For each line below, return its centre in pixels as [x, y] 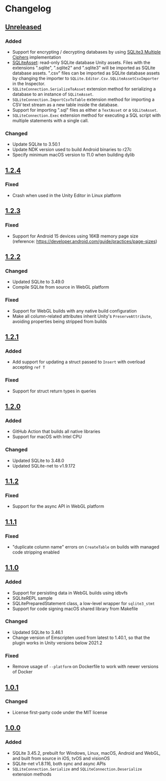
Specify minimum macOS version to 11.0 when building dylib [73, 155]
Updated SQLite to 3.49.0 [38, 282]
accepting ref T [29, 367]
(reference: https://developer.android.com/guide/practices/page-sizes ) [85, 241]
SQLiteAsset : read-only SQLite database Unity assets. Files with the [81, 62]
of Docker [22, 672]
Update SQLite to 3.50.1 [36, 144]
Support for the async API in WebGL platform [58, 506]
